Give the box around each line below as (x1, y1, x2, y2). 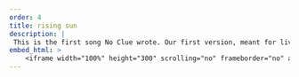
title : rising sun (9, 21, 77, 30)
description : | (9, 29, 66, 38)
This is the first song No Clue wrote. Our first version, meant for (12, 37, 277, 47)
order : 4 (9, 12, 42, 22)
